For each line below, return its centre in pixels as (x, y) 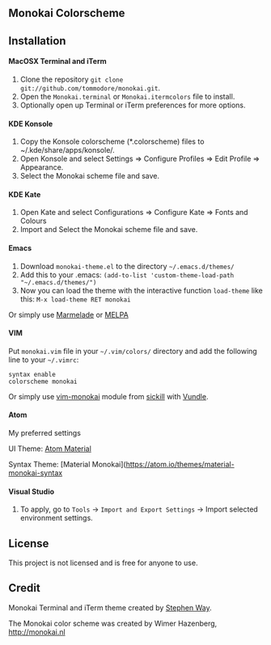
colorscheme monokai (43, 382)
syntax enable (32, 374)
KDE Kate (25, 194)
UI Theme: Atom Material (50, 449)
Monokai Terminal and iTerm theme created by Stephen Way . (110, 607)
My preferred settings (44, 433)
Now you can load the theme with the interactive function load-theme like (141, 290)
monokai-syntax (36, 473)
